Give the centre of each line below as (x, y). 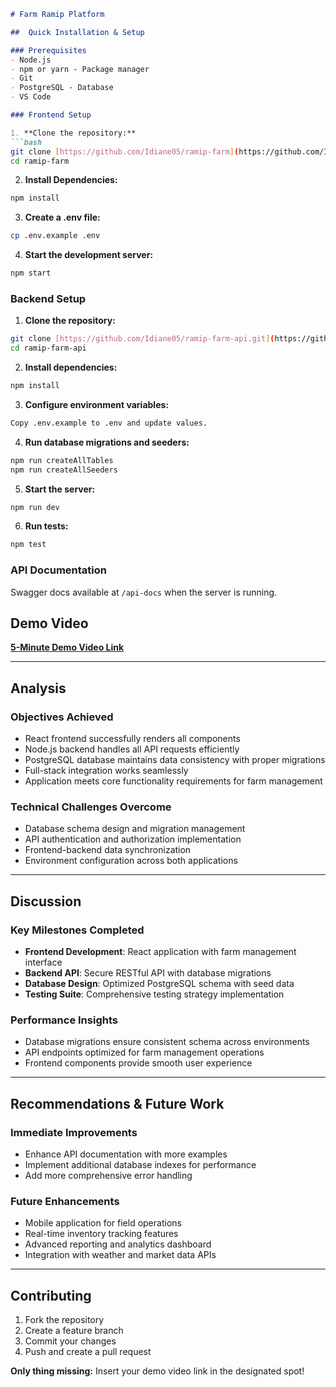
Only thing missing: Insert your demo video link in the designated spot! (157, 1371)
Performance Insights (64, 1020)
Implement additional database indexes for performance (140, 1165)
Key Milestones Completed (77, 930)
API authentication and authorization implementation (133, 839)
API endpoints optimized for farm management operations (144, 1052)
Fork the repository (64, 1320)
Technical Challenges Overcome (91, 807)
